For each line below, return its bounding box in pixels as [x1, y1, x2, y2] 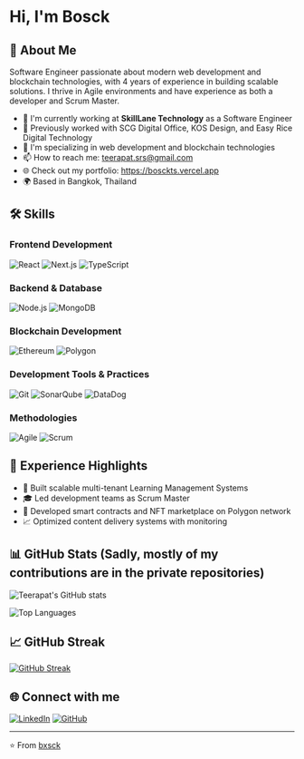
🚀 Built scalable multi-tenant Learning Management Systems [22, 482, 249, 493]
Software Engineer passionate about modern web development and [9, 66, 261, 77]
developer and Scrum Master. [9, 95, 120, 106]
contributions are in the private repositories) [9, 565, 265, 581]
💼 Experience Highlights [9, 458, 147, 473]
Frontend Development [9, 238, 113, 251]
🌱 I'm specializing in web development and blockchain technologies [22, 142, 276, 152]
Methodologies [9, 411, 78, 423]
